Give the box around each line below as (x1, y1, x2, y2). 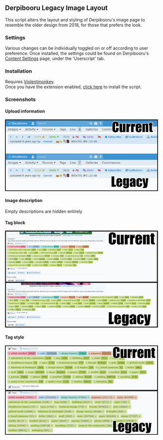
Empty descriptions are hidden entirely (5, 209, 82, 214)
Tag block (5, 219, 26, 226)
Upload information (5, 108, 45, 114)
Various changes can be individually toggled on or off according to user (5, 45, 148, 51)
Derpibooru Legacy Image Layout (5, 4, 108, 12)
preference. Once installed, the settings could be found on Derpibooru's (5, 51, 149, 57)
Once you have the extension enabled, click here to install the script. (5, 84, 142, 90)
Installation (5, 68, 33, 75)
